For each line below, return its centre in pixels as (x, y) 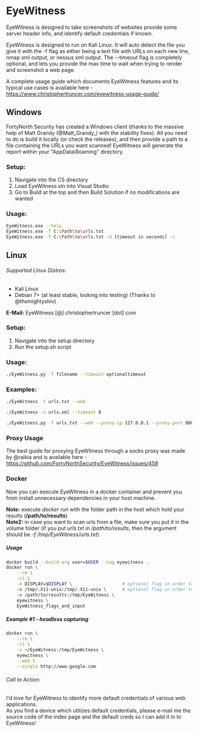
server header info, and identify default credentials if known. (80, 33)
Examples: (22, 389)
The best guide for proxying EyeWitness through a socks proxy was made (96, 451)
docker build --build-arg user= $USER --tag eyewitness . (77, 562)
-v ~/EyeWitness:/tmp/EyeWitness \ (60, 649)
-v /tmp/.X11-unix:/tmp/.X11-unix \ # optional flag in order (101, 589)
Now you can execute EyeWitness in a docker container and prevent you (94, 492)
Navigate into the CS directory (51, 180)
